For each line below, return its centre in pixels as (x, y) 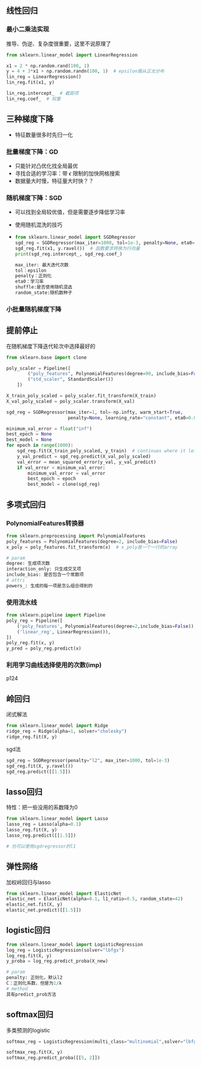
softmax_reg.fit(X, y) (34, 1052)
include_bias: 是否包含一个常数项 (45, 575)
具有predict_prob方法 (31, 994)
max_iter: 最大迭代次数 (42, 265)
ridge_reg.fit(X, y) (32, 737)
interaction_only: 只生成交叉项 (44, 569)
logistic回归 (28, 931)
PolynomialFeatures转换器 (45, 523)
